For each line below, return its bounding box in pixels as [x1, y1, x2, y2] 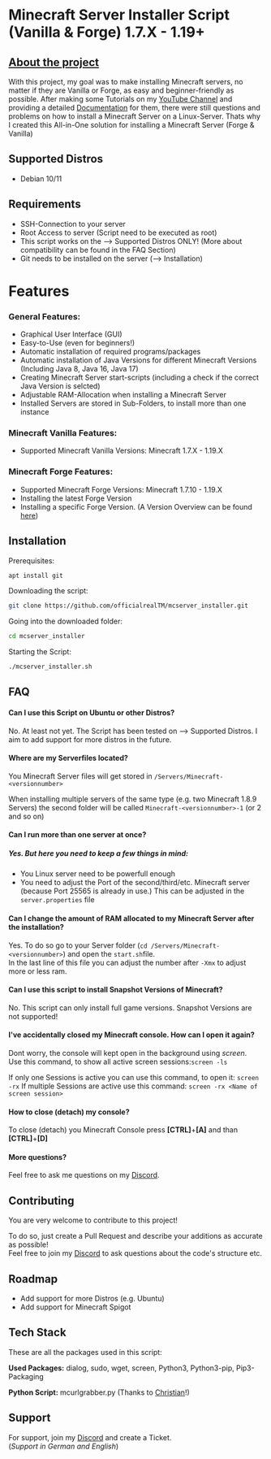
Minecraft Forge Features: [8, 466, 114, 477]
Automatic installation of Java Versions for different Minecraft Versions [19, 355, 257, 365]
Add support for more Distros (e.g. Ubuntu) [19, 1294, 165, 1304]
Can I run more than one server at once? [8, 830, 147, 840]
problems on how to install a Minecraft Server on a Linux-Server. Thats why [8, 111, 261, 121]
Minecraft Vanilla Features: [8, 428, 118, 439]
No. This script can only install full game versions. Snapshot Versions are [8, 1002, 252, 1013]
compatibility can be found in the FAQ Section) [19, 245, 176, 254]
